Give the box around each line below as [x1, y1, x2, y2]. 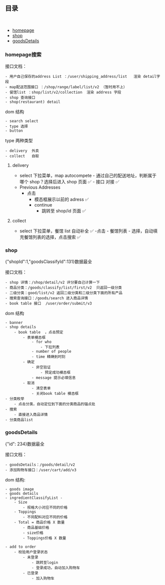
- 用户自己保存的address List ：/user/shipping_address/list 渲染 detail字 [5, 74, 161, 79]
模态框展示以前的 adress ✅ [34, 197, 89, 203]
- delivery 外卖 [5, 149, 39, 154]
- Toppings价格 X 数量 [23, 535, 66, 540]
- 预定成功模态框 [40, 370, 71, 375]
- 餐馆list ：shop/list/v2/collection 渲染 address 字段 [5, 90, 122, 95]
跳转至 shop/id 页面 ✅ [41, 208, 86, 214]
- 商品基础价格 [23, 525, 49, 530]
